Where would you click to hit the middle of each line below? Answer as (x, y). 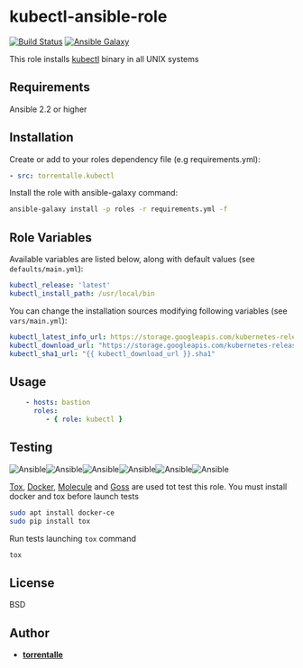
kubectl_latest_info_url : (58, 337)
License (32, 583)
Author (29, 633)
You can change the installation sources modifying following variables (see (148, 311)
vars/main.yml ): (38, 320)
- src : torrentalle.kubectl (62, 176)
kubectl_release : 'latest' (60, 286)
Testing (31, 448)
